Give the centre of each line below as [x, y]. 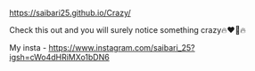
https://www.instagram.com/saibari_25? [122, 47]
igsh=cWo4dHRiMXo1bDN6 [59, 57]
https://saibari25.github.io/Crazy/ [70, 13]
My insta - [28, 47]
